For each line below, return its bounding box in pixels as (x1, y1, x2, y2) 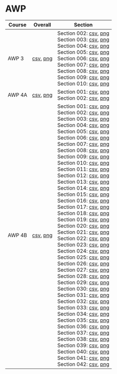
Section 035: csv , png (57, 317, 109, 324)
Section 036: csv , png (57, 323, 109, 330)
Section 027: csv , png (57, 266, 109, 273)
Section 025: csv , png (57, 254, 109, 261)
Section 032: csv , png (57, 297, 109, 305)
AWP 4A (8, 91, 28, 98)
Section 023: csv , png (57, 241, 109, 248)
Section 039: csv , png (57, 342, 109, 349)
